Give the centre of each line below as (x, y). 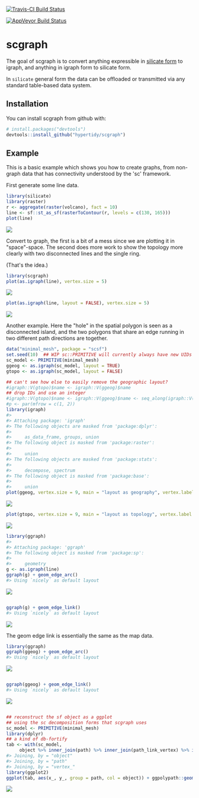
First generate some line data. (42, 185)
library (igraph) (26, 410)
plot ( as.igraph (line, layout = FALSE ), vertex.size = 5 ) (78, 303)
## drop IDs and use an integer (46, 393)
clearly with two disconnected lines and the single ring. (73, 253)
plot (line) (20, 218)
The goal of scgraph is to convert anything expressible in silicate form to (94, 61)
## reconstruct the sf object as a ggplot (59, 717)
